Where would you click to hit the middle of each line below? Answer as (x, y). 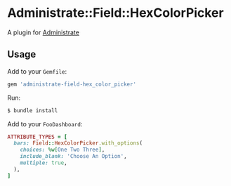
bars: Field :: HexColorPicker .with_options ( (78, 143)
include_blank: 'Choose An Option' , (74, 157)
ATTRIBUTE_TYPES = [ (38, 137)
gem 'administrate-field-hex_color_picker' (72, 84)
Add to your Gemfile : (37, 71)
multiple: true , (44, 163)
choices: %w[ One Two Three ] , (62, 150)
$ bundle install (33, 110)
